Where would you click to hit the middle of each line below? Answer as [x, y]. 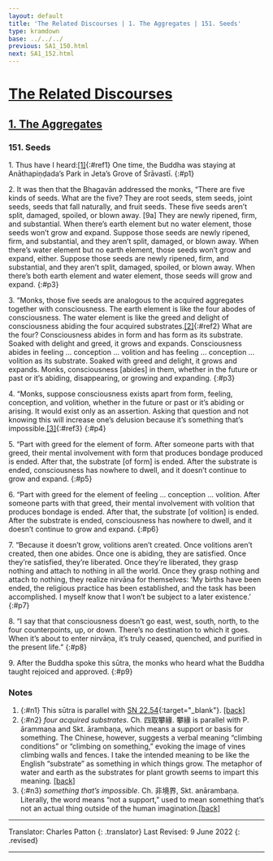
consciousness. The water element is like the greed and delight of [119, 317]
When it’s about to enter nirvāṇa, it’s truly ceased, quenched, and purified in [135, 638]
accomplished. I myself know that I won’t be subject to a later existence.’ [130, 597]
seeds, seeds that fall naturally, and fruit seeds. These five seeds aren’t [128, 206]
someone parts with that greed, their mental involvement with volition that [132, 503]
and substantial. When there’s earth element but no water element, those [130, 224]
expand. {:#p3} [34, 284]
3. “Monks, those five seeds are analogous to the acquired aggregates [126, 300]
